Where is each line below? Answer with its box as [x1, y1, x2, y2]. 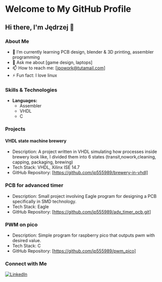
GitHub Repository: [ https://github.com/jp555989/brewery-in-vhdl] [12, 170, 148, 176]
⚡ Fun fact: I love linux [12, 72, 58, 78]
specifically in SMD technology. [12, 198, 77, 204]
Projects [5, 125, 26, 132]
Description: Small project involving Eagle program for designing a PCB [12, 193, 157, 199]
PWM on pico [5, 221, 38, 228]
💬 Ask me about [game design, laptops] [12, 59, 93, 65]
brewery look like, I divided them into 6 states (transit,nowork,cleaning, [12, 154, 157, 160]
